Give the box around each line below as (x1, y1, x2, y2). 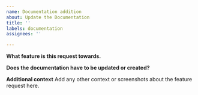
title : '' (6, 20, 31, 26)
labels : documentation (6, 25, 63, 32)
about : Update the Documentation (6, 14, 90, 20)
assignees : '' (6, 31, 42, 37)
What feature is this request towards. (6, 53, 101, 60)
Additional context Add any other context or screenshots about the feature (6, 76, 193, 83)
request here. (6, 82, 40, 90)
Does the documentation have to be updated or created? (6, 64, 150, 72)
